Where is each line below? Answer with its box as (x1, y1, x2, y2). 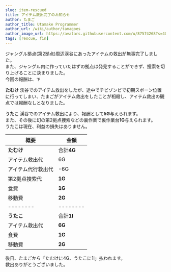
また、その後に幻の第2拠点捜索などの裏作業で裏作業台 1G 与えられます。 (5, 117, 156, 123)
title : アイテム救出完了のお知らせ (5, 12, 70, 17)
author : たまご (5, 17, 35, 22)
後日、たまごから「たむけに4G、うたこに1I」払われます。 (5, 255, 126, 261)
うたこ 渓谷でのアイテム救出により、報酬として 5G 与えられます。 (5, 110, 141, 116)
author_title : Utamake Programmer (5, 21, 79, 27)
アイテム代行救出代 (8, 165, 53, 172)
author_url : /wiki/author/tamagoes (5, 27, 81, 32)
